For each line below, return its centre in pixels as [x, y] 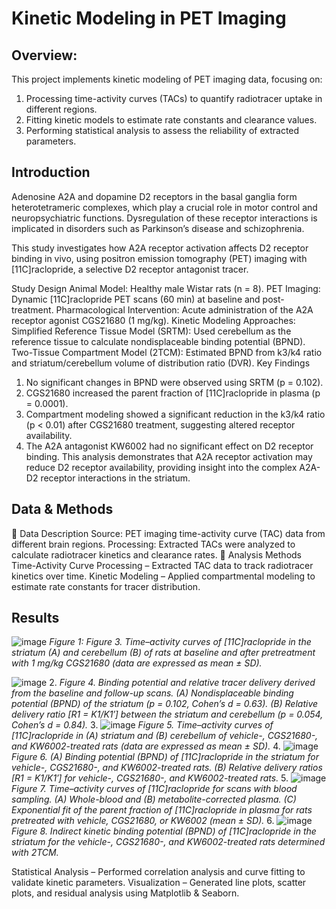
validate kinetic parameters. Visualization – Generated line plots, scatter [159, 883]
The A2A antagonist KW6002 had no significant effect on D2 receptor [169, 446]
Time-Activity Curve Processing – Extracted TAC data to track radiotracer [162, 565]
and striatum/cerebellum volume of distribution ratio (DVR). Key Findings [161, 363]
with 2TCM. [35, 853]
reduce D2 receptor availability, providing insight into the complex [161, 467]
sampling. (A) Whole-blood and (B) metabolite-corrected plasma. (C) [154, 799]
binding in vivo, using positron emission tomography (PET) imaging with [159, 258]
